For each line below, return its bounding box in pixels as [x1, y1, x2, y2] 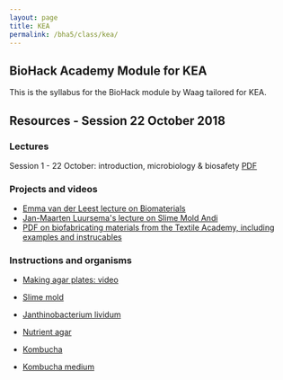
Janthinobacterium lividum [22, 309, 121, 320]
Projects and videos [9, 182, 98, 195]
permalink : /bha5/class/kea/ [9, 30, 119, 39]
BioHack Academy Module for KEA [9, 63, 208, 78]
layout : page [9, 13, 58, 22]
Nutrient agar [22, 327, 72, 338]
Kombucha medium [22, 361, 95, 373]
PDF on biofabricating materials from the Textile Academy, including [22, 222, 275, 234]
